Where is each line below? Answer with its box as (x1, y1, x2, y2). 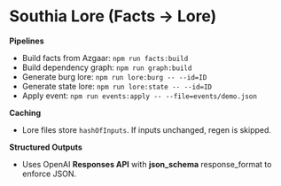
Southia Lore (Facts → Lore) (9, 6, 217, 27)
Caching (9, 107, 42, 118)
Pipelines (9, 35, 44, 46)
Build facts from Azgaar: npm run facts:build (21, 52, 189, 63)
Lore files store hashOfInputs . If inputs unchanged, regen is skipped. (21, 124, 272, 135)
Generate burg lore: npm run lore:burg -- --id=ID (21, 71, 207, 81)
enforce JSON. (21, 168, 77, 179)
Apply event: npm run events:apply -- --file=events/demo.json (21, 90, 257, 101)
